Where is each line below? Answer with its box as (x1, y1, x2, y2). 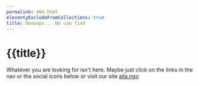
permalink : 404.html (6, 8, 59, 15)
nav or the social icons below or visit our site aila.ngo (6, 73, 139, 80)
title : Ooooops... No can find (6, 20, 86, 26)
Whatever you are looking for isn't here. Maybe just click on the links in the (6, 66, 193, 73)
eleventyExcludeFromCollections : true (6, 15, 104, 21)
